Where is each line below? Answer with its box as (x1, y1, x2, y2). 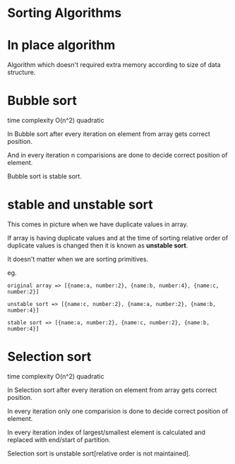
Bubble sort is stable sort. (7, 172, 83, 181)
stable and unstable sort (7, 197, 153, 213)
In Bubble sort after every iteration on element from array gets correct (7, 130, 210, 138)
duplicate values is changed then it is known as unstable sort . (7, 241, 188, 250)
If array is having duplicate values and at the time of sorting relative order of (7, 234, 229, 242)
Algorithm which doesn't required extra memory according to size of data (7, 61, 221, 69)
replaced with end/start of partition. (7, 435, 111, 444)
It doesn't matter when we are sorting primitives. (7, 255, 149, 263)
